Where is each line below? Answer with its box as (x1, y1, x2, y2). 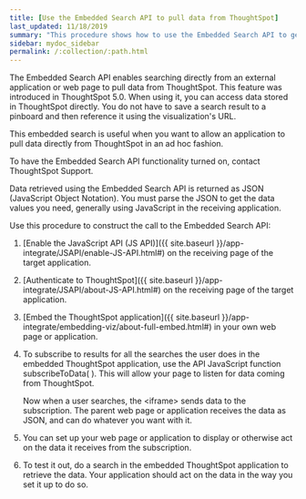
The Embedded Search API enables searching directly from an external (9, 72, 276, 83)
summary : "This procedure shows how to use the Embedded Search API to (9, 30, 287, 39)
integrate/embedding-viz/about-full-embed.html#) (22, 321, 212, 332)
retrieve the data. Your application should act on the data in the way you (22, 470, 293, 481)
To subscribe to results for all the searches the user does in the (22, 349, 260, 360)
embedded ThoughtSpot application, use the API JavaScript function (22, 359, 281, 370)
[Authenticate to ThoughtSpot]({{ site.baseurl (22, 275, 194, 286)
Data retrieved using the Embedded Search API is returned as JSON (9, 183, 264, 194)
